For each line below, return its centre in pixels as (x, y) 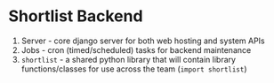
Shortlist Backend (76, 16)
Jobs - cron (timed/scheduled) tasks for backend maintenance (136, 49)
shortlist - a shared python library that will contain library (129, 59)
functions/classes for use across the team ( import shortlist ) (134, 69)
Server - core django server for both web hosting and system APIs (143, 41)
